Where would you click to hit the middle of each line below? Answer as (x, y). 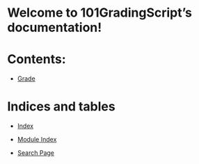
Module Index (37, 140)
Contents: (37, 59)
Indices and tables (62, 107)
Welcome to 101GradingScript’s (100, 13)
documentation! (55, 27)
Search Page (35, 153)
